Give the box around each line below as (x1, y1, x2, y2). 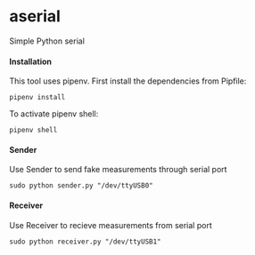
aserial (9, 6, 61, 27)
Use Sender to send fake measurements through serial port (9, 164, 227, 175)
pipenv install (9, 93, 66, 102)
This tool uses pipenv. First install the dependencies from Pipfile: (9, 76, 247, 86)
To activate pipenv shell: (9, 108, 99, 119)
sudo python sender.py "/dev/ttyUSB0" (9, 181, 153, 190)
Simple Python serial (9, 36, 85, 46)
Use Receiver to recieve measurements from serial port (9, 219, 212, 230)
